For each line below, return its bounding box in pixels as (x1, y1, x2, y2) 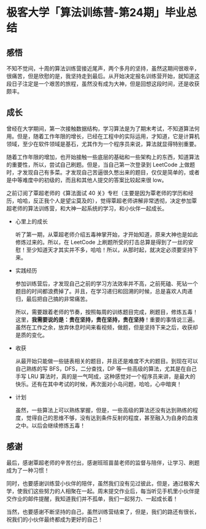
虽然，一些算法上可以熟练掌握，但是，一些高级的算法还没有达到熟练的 (15, 406, 193, 414)
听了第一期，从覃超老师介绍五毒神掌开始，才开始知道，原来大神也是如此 (15, 231, 198, 238)
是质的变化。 (15, 331, 48, 338)
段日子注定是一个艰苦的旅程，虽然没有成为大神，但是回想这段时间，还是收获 (6, 80, 200, 87)
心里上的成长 (15, 217, 48, 225)
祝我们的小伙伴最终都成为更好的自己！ (6, 515, 103, 523)
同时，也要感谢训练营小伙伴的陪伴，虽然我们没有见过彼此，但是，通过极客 (6, 479, 194, 487)
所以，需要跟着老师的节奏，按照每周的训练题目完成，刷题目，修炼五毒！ (15, 308, 198, 315)
